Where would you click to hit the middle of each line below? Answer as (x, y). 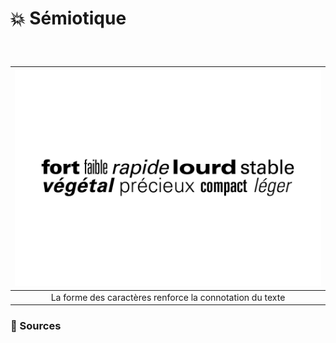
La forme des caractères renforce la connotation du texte (168, 297)
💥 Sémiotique (68, 18)
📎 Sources (36, 326)
